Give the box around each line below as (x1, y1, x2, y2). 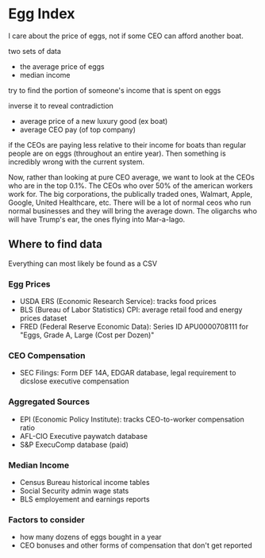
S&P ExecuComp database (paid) (19, 440, 129, 449)
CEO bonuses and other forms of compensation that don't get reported (19, 541, 252, 550)
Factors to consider (8, 514, 85, 525)
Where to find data (8, 237, 103, 251)
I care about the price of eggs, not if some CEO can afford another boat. (8, 31, 244, 40)
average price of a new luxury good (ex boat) (19, 116, 168, 125)
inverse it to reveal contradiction (8, 101, 113, 110)
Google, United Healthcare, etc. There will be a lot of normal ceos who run (8, 198, 252, 207)
